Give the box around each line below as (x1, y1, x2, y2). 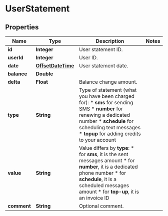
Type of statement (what (79, 87, 137, 93)
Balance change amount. (79, 78, 137, 85)
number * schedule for (79, 118, 134, 125)
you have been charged (79, 93, 135, 100)
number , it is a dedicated (79, 163, 138, 170)
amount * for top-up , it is (79, 188, 139, 195)
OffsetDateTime (35, 62, 74, 69)
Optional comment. (79, 203, 124, 210)
